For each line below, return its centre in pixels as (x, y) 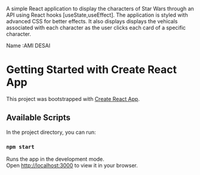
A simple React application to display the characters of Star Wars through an (100, 9)
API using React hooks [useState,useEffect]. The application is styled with (97, 15)
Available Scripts (38, 118)
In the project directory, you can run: (51, 132)
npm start (20, 147)
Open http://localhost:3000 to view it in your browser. (72, 165)
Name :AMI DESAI (28, 45)
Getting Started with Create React (92, 70)
